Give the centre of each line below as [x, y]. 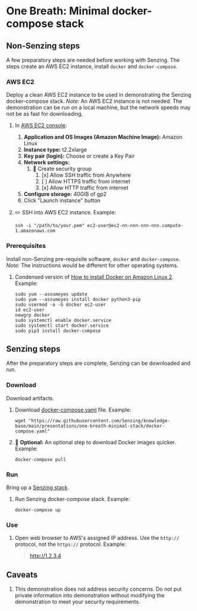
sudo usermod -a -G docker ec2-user [60, 305]
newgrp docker [32, 315]
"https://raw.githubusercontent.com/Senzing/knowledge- [99, 420]
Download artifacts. [30, 398]
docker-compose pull [40, 459]
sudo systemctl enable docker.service [63, 320]
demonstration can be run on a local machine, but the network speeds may [98, 108]
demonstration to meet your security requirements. [77, 602]
